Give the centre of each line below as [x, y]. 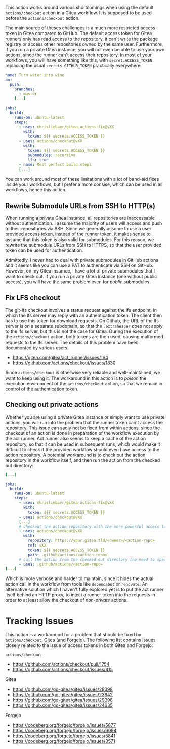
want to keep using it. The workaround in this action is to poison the [76, 378]
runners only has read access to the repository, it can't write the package [82, 39]
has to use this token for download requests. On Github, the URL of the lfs [82, 321]
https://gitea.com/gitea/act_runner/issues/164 [60, 358]
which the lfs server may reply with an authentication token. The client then [84, 315]
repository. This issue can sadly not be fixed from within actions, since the [83, 428]
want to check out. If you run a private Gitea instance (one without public [81, 277]
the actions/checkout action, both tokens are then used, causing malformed [84, 337]
